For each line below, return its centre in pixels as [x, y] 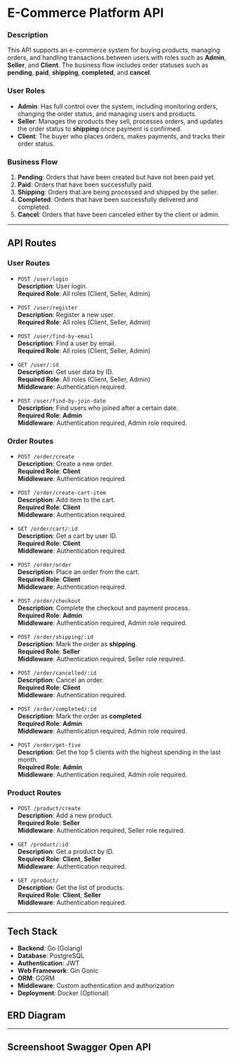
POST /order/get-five [49, 746]
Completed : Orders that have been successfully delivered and [108, 200]
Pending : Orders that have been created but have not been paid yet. [116, 177]
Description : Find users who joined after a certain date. [98, 408]
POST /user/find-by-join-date [62, 401]
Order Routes [31, 441]
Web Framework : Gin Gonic [58, 971]
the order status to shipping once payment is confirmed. [99, 129]
